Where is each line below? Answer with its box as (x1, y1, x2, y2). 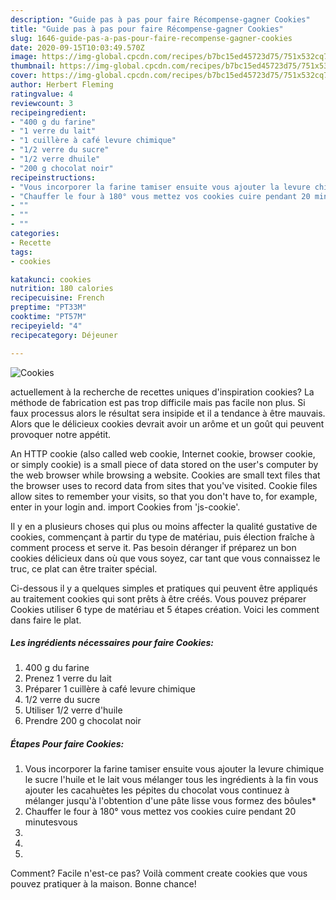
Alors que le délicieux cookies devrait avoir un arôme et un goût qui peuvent (10, 417, 325, 430)
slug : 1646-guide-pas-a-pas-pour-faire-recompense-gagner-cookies (10, 33, 293, 43)
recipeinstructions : (10, 172, 97, 183)
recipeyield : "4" (10, 321, 83, 331)
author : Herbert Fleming (10, 80, 114, 90)
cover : (10, 71, 38, 81)
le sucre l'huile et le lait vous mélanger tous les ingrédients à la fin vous (24, 774, 319, 786)
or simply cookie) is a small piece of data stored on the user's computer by (10, 458, 319, 470)
